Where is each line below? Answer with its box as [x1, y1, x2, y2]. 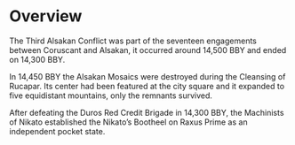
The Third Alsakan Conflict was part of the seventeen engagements [9, 35, 258, 46]
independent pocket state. [9, 126, 106, 136]
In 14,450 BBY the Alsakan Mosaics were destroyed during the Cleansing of [9, 71, 286, 81]
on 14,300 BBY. [9, 54, 66, 65]
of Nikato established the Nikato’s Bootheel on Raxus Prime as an [9, 117, 248, 127]
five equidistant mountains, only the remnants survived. [9, 90, 213, 101]
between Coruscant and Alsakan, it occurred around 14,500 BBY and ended [9, 44, 287, 55]
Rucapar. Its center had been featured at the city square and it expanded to [9, 80, 285, 91]
